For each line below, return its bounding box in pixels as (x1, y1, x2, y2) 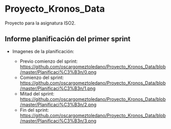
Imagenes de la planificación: (12, 48, 75, 54)
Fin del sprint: (19, 107, 49, 113)
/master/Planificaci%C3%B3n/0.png (19, 69, 97, 75)
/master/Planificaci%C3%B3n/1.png (19, 85, 96, 91)
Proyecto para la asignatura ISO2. (5, 20, 76, 26)
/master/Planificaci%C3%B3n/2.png (19, 101, 97, 108)
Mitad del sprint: (19, 90, 55, 97)
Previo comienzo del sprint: (19, 58, 78, 64)
